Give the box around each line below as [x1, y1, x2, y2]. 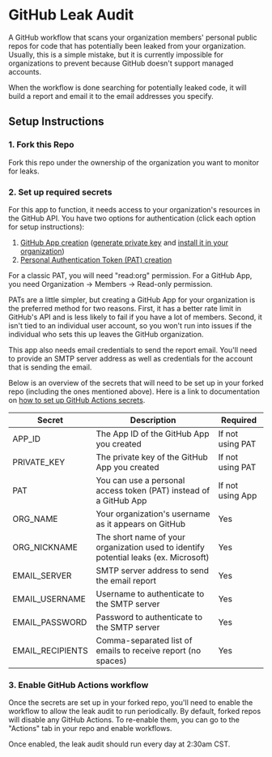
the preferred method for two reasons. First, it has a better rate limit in [8, 303, 241, 313]
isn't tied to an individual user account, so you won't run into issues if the [8, 320, 253, 330]
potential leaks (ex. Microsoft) [96, 551, 210, 562]
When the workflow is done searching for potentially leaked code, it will [8, 83, 247, 92]
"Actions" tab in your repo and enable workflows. [8, 724, 172, 733]
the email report [96, 575, 156, 586]
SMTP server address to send [96, 565, 209, 576]
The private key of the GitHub [96, 451, 208, 463]
